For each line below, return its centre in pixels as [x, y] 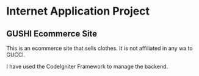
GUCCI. [16, 55]
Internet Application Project [78, 11]
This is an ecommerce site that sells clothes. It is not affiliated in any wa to [100, 48]
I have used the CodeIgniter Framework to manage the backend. [87, 66]
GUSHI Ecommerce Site [52, 34]
